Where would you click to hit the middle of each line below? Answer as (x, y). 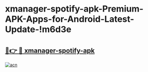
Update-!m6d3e (38, 29)
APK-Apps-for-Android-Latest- (70, 19)
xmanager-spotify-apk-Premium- (74, 9)
